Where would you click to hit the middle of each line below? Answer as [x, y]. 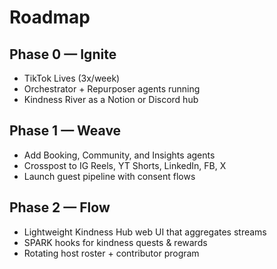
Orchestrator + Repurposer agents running [112, 89]
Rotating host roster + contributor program [111, 253]
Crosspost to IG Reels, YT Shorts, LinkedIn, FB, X [125, 165]
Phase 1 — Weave [65, 131]
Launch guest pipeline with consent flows [109, 176]
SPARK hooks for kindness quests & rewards [115, 242]
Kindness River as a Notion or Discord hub [111, 99]
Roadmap [50, 17]
